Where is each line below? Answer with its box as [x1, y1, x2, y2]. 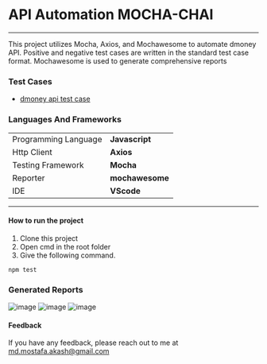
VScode [110, 185, 141, 196]
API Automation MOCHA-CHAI [8, 6, 214, 24]
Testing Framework [12, 159, 85, 170]
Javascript [110, 134, 152, 145]
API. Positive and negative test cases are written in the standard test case [8, 48, 250, 57]
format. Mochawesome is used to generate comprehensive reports [8, 56, 227, 65]
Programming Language [12, 134, 103, 145]
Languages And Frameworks [8, 114, 122, 125]
